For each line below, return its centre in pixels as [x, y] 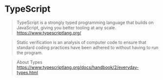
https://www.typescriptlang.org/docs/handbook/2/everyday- [78, 67]
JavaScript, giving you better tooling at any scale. [66, 27]
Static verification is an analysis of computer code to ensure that [81, 42]
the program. [30, 53]
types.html [27, 72]
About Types [29, 62]
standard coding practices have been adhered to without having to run [87, 47]
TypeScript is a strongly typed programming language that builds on [85, 22]
